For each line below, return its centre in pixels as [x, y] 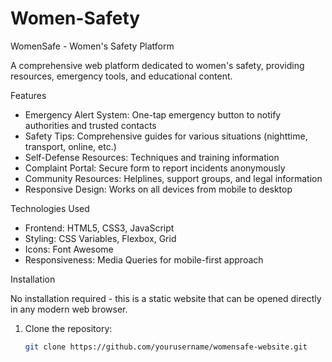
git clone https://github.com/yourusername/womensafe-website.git [166, 347]
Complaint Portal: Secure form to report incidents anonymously [155, 168]
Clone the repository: [68, 328]
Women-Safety [75, 18]
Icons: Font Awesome [69, 249]
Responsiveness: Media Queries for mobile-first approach [144, 259]
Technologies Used [50, 208]
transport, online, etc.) [70, 146]
